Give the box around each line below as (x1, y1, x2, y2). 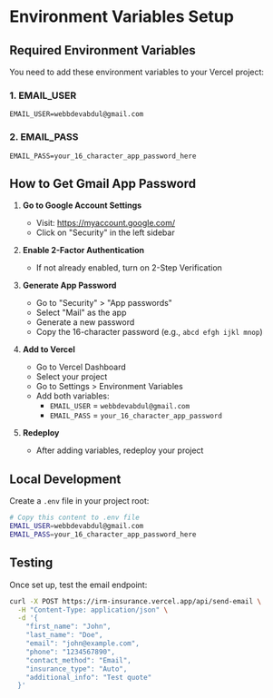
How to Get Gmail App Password (9, 175, 197, 192)
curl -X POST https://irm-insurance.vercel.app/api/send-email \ (9, 596, 261, 605)
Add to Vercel (22, 344, 75, 355)
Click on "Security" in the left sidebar (35, 227, 175, 238)
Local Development (9, 471, 122, 487)
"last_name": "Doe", (25, 631, 103, 640)
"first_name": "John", (25, 622, 112, 632)
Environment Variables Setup (9, 6, 234, 27)
